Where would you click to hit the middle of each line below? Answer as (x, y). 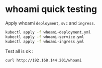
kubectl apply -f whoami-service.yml (45, 37)
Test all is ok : (19, 51)
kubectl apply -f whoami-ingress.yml (45, 41)
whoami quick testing (51, 9)
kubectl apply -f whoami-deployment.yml (48, 32)
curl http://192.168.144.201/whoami (43, 60)
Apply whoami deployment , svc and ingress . (50, 23)
